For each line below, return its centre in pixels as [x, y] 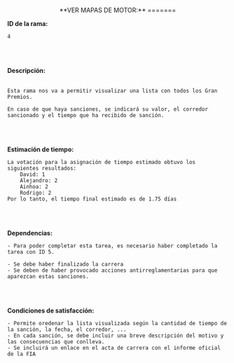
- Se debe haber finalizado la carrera [66, 264]
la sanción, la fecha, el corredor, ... [67, 329]
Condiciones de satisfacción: [51, 310]
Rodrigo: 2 [36, 193]
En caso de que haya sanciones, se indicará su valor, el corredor [108, 109]
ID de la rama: [28, 23]
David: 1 [33, 174]
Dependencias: [30, 233]
